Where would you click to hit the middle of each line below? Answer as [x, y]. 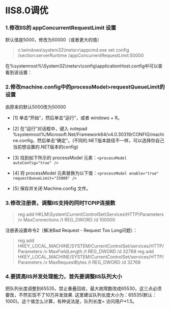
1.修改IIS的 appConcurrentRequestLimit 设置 [61, 28]
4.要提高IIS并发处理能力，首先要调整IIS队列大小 [64, 277]
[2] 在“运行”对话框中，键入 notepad [50, 128]
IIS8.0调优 [27, 10]
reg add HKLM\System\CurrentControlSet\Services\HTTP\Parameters [91, 214]
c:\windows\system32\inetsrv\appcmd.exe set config [74, 50]
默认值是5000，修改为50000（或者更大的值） [53, 40]
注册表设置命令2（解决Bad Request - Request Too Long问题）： [72, 230]
